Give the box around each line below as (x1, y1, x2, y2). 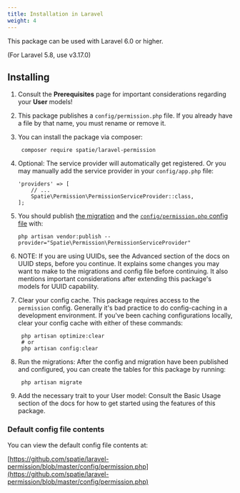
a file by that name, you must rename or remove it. (17, 119, 166, 128)
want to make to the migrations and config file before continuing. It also (17, 267, 229, 275)
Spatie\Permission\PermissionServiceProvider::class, (31, 193, 194, 200)
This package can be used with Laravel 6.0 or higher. (7, 36, 164, 45)
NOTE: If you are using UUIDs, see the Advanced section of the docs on (17, 252, 230, 260)
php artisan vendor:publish (17, 233, 101, 240)
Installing (7, 71, 50, 83)
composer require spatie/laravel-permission (21, 147, 156, 154)
